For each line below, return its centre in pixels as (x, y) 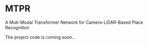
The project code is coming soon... (40, 37)
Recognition (17, 27)
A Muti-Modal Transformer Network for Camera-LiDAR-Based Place (74, 22)
